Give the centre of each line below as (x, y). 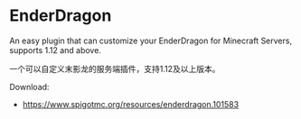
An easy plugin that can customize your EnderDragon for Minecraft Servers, (150, 41)
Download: (29, 87)
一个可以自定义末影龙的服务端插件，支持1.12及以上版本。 (115, 69)
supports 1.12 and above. (56, 50)
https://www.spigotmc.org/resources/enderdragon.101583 (131, 104)
